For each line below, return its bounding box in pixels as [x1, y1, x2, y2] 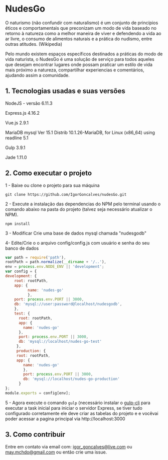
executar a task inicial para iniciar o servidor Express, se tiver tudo [5, 405, 143, 411]
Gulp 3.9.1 [5, 144, 26, 150]
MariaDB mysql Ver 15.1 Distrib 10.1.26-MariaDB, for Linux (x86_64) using [5, 129, 155, 135]
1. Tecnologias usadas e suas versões [5, 87, 125, 96]
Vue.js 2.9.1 [5, 119, 29, 126]
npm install [5, 221, 30, 226]
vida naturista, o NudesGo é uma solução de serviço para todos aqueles [5, 56, 154, 62]
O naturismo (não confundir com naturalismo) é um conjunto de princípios [5, 20, 158, 26]
